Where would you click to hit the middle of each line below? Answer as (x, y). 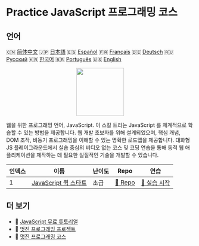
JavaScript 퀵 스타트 (59, 183)
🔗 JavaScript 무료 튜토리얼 (46, 221)
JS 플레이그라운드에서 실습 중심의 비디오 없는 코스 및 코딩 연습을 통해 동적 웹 (95, 148)
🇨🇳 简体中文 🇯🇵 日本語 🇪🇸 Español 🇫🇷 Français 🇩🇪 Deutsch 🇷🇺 (90, 52)
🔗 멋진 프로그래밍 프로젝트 (45, 229)
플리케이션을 (21, 155)
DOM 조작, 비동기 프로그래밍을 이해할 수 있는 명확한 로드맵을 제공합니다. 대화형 (98, 140)
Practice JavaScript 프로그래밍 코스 (92, 12)
